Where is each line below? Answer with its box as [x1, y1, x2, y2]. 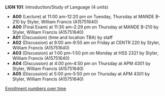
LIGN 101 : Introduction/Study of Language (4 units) [5, 4, 108, 10]
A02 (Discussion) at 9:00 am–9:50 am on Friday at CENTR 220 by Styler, [12, 40, 160, 46]
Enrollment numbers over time [5, 86, 66, 91]
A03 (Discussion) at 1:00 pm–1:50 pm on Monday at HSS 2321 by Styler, [12, 50, 159, 56]
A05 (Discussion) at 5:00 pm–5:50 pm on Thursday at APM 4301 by [12, 71, 150, 76]
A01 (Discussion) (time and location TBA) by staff [12, 34, 113, 40]
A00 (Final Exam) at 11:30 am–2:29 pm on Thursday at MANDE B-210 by [12, 24, 159, 30]
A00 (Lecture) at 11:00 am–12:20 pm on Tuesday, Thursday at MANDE [12, 14, 155, 19]
